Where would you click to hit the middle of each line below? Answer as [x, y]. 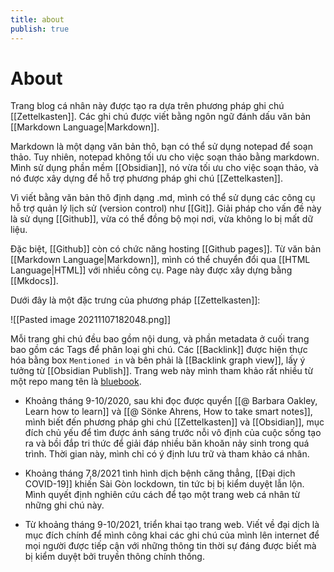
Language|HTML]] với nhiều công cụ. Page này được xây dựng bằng [151, 270]
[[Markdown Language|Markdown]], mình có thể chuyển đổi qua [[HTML [160, 260]
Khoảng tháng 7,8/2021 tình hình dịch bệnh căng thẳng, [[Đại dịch [160, 473]
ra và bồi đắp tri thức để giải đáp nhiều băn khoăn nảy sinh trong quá [167, 443]
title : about [37, 19]
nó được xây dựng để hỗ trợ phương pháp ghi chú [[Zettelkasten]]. [146, 178]
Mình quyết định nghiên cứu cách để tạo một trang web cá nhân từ [162, 495]
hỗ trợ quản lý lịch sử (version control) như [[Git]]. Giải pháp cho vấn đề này [166, 208]
